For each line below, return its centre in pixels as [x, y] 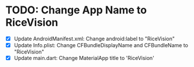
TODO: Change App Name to [76, 10]
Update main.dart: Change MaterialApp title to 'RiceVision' [84, 58]
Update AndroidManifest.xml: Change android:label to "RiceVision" [94, 38]
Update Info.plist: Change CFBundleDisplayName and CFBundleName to [101, 45]
